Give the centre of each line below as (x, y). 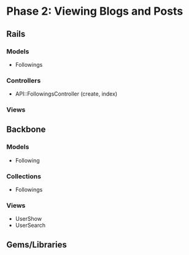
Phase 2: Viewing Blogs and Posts (95, 11)
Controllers (24, 80)
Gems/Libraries (37, 244)
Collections (24, 176)
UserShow (28, 219)
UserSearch (30, 226)
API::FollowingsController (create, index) (66, 94)
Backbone (26, 130)
